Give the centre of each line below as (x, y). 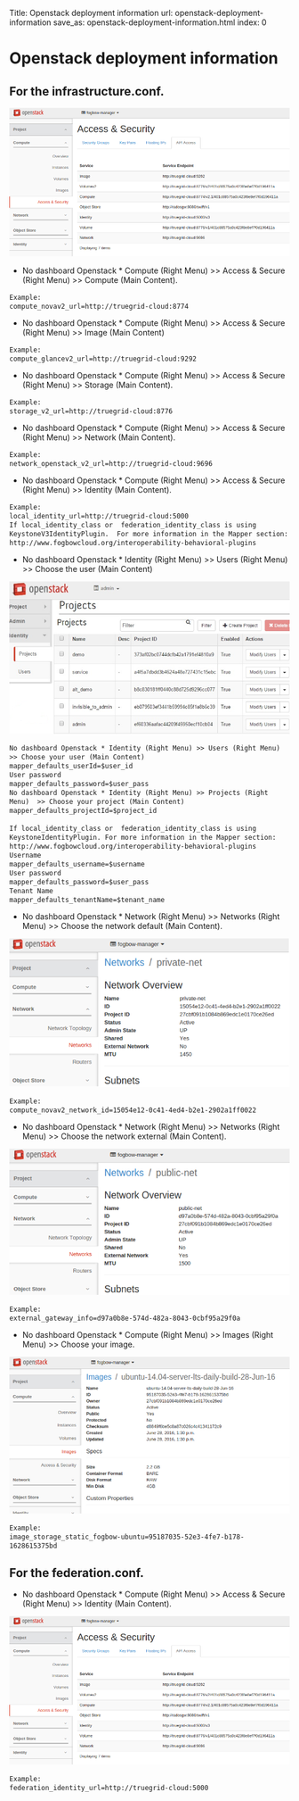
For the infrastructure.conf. (87, 91)
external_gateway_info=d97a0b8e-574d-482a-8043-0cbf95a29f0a (125, 1318)
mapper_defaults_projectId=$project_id (83, 811)
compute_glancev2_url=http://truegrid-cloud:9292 (103, 359)
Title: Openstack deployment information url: (91, 13)
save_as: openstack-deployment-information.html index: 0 (160, 22)
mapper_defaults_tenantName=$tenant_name (87, 900)
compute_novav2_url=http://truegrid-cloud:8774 (99, 306)
